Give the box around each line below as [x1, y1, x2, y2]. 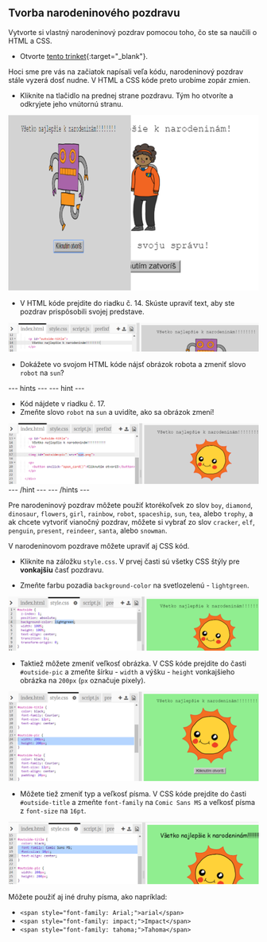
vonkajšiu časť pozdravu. [19, 565, 105, 574]
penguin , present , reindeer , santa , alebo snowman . [8, 526, 168, 535]
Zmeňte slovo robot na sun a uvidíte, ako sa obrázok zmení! [19, 408, 215, 417]
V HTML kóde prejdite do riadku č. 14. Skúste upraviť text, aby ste [19, 299, 235, 308]
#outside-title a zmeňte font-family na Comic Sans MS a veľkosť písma [19, 798, 256, 807]
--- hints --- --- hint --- [8, 384, 85, 393]
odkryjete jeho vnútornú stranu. [19, 99, 123, 108]
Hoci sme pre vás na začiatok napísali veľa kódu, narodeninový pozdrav [8, 67, 244, 76]
